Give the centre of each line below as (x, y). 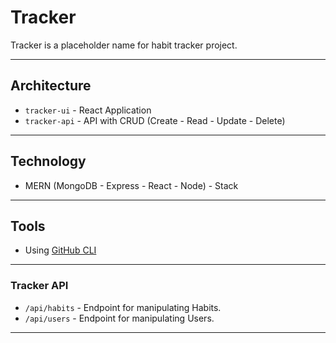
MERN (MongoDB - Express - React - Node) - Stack (131, 185)
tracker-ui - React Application (88, 110)
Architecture (51, 86)
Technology (48, 161)
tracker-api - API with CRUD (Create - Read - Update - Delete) (155, 120)
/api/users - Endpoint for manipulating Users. (119, 318)
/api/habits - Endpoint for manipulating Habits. (123, 307)
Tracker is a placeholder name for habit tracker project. (124, 45)
